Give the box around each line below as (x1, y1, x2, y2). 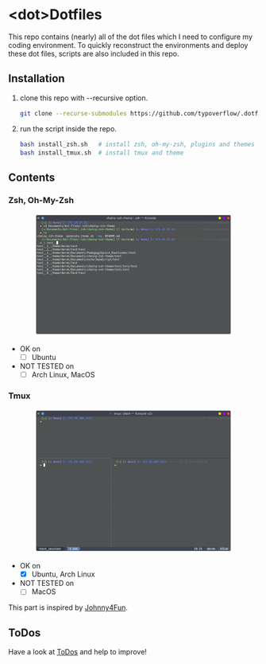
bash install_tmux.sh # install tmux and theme (19, 149, 184, 157)
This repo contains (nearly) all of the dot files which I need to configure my (8, 32, 253, 41)
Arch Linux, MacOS (31, 370, 95, 379)
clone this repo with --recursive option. (19, 93, 148, 103)
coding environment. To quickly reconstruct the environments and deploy (8, 40, 249, 49)
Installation (8, 72, 65, 85)
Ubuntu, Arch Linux (31, 569, 95, 579)
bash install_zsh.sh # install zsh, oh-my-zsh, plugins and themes (19, 140, 256, 148)
